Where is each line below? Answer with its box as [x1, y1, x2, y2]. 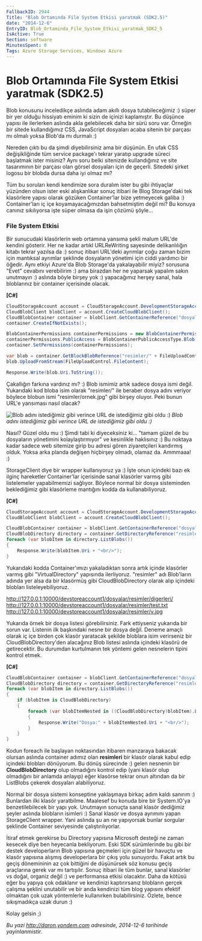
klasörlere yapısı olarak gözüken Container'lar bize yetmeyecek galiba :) [6, 194, 185, 201]
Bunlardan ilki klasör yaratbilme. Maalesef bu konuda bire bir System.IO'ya [6, 797, 191, 804]
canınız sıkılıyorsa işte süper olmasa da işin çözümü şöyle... [6, 206, 153, 214]
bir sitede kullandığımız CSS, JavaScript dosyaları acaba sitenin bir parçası [6, 126, 191, 133]
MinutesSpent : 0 [6, 43, 47, 49]
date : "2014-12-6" [6, 20, 52, 26]
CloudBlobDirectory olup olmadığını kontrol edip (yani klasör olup [6, 767, 170, 774]
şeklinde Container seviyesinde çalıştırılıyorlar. [6, 822, 121, 830]
